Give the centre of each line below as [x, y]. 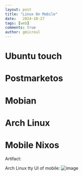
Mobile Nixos [32, 145]
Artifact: [13, 158]
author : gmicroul [23, 32]
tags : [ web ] [17, 23]
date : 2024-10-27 [25, 18]
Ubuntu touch [33, 56]
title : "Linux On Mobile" [31, 14]
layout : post [18, 9]
